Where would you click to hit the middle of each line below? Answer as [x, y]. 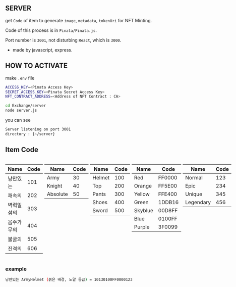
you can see [18, 120]
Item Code [22, 150]
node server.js [21, 111]
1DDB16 [168, 202]
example [16, 269]
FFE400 [168, 194]
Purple [142, 227]
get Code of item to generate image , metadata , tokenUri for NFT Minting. [79, 20]
